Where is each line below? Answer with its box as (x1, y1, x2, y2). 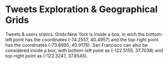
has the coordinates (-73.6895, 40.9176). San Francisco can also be (5, 42, 148, 48)
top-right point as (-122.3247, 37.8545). (5, 52, 88, 59)
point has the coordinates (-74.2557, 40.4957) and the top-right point (13, 37, 159, 43)
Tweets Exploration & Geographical (5, 4, 158, 15)
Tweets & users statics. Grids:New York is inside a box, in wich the (5, 31, 145, 37)
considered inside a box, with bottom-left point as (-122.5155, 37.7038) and (5, 47, 163, 53)
